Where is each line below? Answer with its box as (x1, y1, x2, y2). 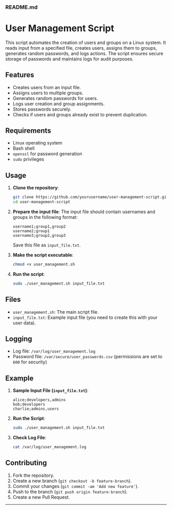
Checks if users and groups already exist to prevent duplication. (12, 111, 148, 117)
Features (5, 71, 34, 79)
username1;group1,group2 (12, 224, 66, 229)
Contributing (5, 459, 47, 467)
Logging (5, 335, 32, 343)
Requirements (5, 127, 51, 135)
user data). (12, 319, 36, 326)
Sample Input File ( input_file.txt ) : (12, 387, 89, 394)
